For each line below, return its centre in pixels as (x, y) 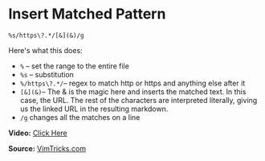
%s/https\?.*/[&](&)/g (46, 35)
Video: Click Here (38, 133)
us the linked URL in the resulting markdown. (94, 109)
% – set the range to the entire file (75, 66)
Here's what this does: (45, 50)
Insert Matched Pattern (87, 14)
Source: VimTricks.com (47, 148)
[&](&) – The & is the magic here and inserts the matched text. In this (133, 91)
